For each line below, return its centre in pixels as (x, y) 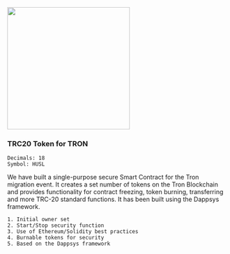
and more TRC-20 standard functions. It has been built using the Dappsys (113, 199)
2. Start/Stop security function (56, 225)
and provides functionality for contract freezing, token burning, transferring (115, 192)
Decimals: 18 (26, 158)
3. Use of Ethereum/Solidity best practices (73, 232)
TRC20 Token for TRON (48, 143)
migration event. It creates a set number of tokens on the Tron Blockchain (113, 184)
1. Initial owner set (39, 220)
